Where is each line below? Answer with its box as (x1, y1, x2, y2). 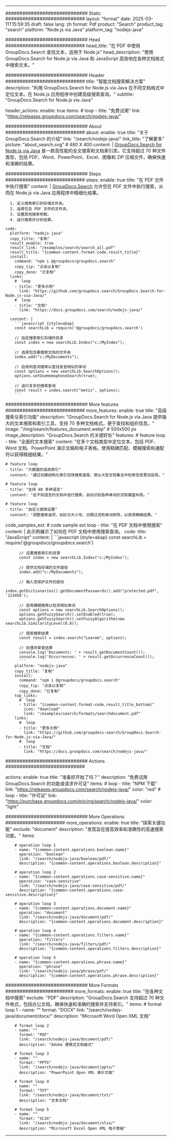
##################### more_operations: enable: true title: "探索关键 (5, 820, 161, 826)
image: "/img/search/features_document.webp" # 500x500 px (5, 426, 137, 432)
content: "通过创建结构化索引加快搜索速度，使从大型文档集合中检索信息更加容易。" (10, 473, 165, 478)
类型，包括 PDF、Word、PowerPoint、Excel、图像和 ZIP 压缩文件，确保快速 (5, 154, 166, 160)
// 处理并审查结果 (18, 645, 53, 650)
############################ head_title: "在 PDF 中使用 (5, 43, 141, 49)
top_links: (14, 693, 38, 698)
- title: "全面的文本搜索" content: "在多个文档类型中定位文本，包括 (5, 439, 144, 444)
